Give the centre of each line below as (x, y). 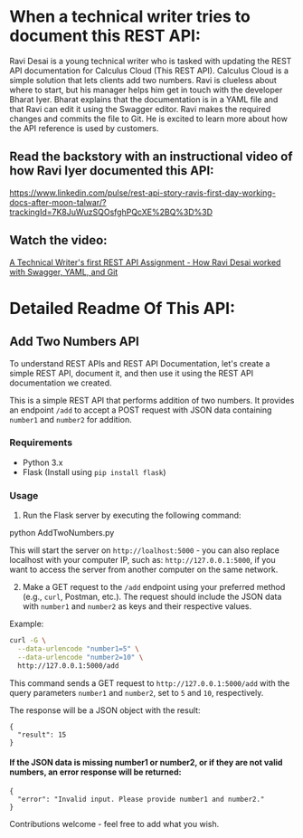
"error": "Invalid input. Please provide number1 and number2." (141, 799)
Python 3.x (43, 462)
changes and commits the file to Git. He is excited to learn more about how (148, 119)
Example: (27, 624)
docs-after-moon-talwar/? (58, 202)
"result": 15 (42, 735)
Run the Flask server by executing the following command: (132, 515)
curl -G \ (28, 641)
